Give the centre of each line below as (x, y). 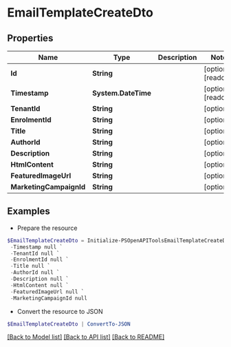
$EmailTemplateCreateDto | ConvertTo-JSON (69, 324)
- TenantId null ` (35, 253)
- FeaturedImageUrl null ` (47, 292)
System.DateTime (122, 93)
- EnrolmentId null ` (40, 260)
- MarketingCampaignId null (49, 298)
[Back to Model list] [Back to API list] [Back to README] (86, 337)
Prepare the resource (47, 228)
